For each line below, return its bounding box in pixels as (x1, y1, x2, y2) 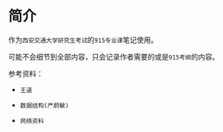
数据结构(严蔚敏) (19, 101, 69, 110)
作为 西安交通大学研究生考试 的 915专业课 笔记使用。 (8, 35, 158, 45)
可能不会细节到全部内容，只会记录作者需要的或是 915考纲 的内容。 (8, 52, 220, 61)
